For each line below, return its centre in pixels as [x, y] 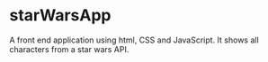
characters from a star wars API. [69, 49]
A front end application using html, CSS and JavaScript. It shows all [134, 40]
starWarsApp [60, 15]
